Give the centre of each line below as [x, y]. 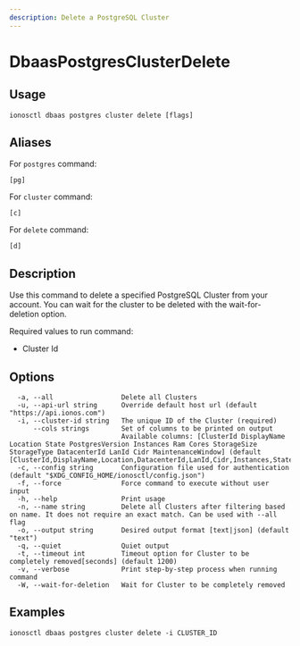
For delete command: [49, 230]
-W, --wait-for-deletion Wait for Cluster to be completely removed [151, 585]
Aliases [30, 143]
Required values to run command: [71, 331]
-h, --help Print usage [92, 499]
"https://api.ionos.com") [57, 413]
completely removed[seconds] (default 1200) [93, 562]
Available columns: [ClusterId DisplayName [203, 437]
